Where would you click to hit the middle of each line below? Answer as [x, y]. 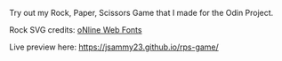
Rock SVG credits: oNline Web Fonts [76, 30]
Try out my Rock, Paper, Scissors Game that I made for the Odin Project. [141, 13]
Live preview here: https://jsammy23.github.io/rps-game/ [114, 47]
